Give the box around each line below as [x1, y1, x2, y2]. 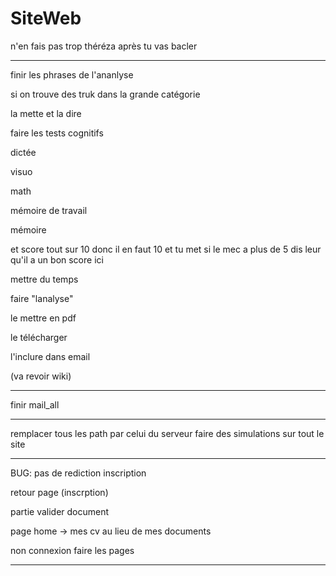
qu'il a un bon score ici [10, 253, 104, 266]
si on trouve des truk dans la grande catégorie [10, 88, 201, 100]
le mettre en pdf [10, 312, 77, 324]
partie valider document [10, 505, 110, 517]
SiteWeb [10, 7, 82, 30]
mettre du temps [10, 273, 79, 285]
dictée [10, 146, 37, 158]
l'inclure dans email [10, 350, 91, 362]
